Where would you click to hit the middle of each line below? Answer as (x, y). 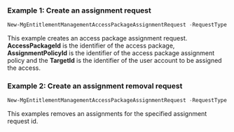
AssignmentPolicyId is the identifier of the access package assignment (111, 53)
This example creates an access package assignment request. (97, 38)
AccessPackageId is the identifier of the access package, (91, 46)
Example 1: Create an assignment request (80, 10)
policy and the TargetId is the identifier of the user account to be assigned (115, 61)
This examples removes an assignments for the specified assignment (107, 114)
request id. (23, 122)
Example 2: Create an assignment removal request (95, 86)
